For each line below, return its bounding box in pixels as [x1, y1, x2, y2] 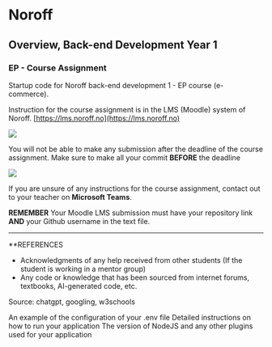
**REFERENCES [8, 239, 63, 249]
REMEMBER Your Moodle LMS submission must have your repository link [8, 208, 253, 218]
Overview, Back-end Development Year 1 [8, 38, 218, 52]
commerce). [8, 89, 49, 99]
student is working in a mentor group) [19, 264, 147, 273]
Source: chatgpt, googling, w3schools [8, 297, 136, 307]
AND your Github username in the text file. [8, 216, 151, 226]
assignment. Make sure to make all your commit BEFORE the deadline [8, 152, 241, 163]
